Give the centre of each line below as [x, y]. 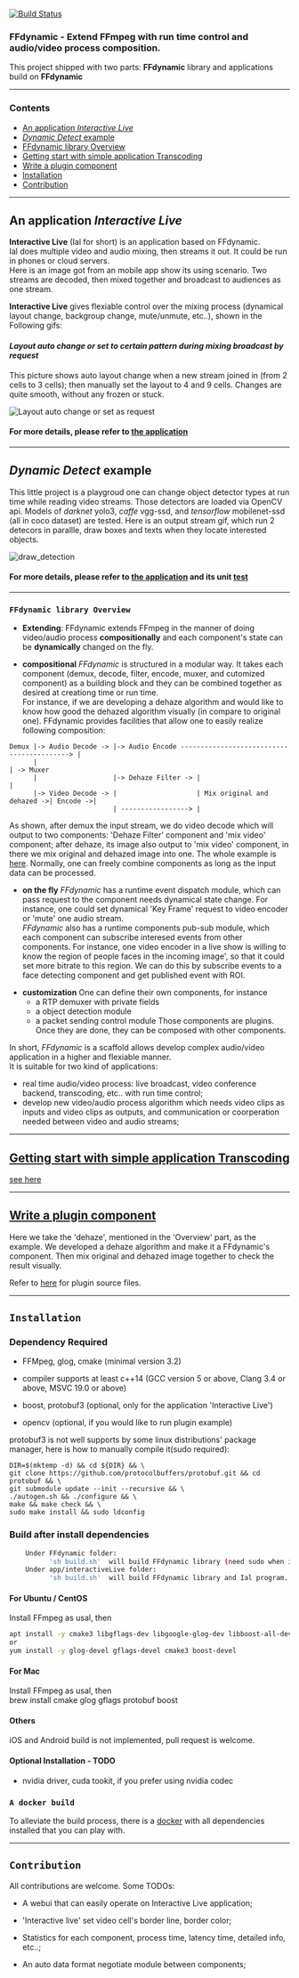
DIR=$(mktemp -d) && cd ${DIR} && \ [77, 1466]
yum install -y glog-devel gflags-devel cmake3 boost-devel [123, 1651]
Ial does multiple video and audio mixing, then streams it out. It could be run [148, 251]
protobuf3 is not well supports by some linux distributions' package [133, 1440]
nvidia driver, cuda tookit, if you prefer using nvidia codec [128, 1780]
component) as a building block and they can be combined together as [152, 683]
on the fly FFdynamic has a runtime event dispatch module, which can [151, 890]
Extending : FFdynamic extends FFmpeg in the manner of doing [138, 628]
